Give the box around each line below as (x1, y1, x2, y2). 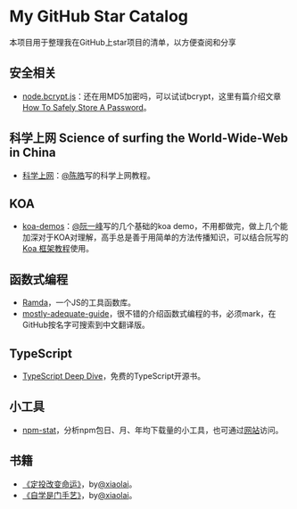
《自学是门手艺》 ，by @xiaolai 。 (21, 489, 137, 500)
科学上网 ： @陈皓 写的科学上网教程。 (21, 169, 156, 180)
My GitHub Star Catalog (9, 6, 189, 27)
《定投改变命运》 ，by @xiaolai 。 (21, 479, 137, 489)
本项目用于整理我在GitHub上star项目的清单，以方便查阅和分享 (9, 37, 236, 47)
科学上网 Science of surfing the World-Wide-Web (9, 131, 288, 146)
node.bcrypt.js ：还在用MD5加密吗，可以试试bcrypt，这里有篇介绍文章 (21, 91, 282, 102)
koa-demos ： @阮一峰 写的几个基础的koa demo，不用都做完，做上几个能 (21, 221, 288, 232)
